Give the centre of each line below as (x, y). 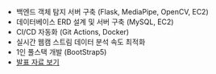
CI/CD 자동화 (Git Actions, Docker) (73, 32)
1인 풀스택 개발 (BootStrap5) (61, 52)
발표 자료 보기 (37, 62)
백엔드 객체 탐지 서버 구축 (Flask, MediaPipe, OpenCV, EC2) (112, 12)
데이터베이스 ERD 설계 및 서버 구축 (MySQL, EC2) (95, 22)
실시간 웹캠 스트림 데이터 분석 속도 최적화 (81, 42)
